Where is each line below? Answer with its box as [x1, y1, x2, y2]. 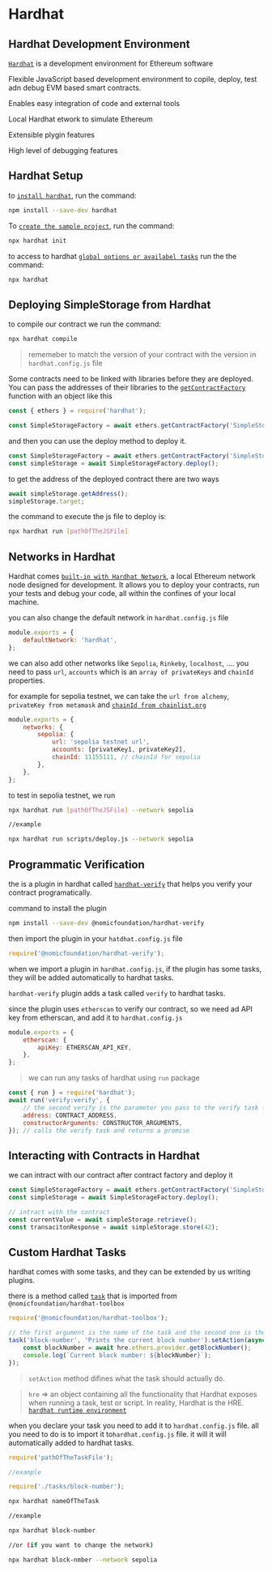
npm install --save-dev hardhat [8, 206, 117, 215]
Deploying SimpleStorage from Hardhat [8, 297, 211, 312]
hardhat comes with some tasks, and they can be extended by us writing [8, 1267, 251, 1276]
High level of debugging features [8, 146, 118, 155]
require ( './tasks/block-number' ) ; [8, 1483, 125, 1491]
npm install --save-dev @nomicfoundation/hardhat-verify [8, 919, 205, 927]
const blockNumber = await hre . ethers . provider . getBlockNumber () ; [23, 1344, 252, 1352]
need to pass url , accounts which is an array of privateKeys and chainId [8, 667, 253, 676]
